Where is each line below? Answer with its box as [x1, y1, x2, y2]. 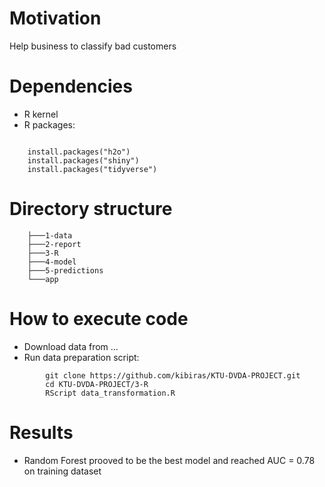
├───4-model [27, 257, 77, 267]
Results [9, 421, 74, 444]
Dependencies [9, 75, 133, 98]
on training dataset [23, 465, 102, 477]
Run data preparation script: [23, 351, 140, 363]
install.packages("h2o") [27, 147, 131, 157]
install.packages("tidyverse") [27, 164, 158, 174]
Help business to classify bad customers [9, 40, 177, 52]
